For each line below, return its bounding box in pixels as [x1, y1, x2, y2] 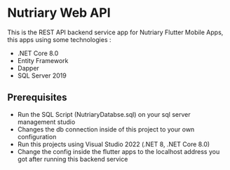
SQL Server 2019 [17, 71, 67, 80]
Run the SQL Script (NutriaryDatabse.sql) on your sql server [17, 110, 191, 118]
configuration [17, 132, 57, 141]
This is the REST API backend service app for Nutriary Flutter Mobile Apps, [7, 28, 224, 36]
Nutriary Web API [7, 5, 111, 21]
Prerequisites [7, 92, 67, 104]
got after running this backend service [17, 155, 128, 163]
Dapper [17, 64, 40, 72]
